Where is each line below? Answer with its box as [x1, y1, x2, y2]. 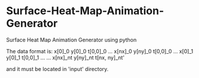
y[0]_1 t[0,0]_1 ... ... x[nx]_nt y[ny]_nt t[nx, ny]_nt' [6, 54, 125, 61]
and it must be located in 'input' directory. [6, 65, 109, 72]
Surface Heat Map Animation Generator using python [6, 36, 137, 43]
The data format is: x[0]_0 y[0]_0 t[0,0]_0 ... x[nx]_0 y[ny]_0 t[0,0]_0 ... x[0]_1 [6, 47, 194, 54]
